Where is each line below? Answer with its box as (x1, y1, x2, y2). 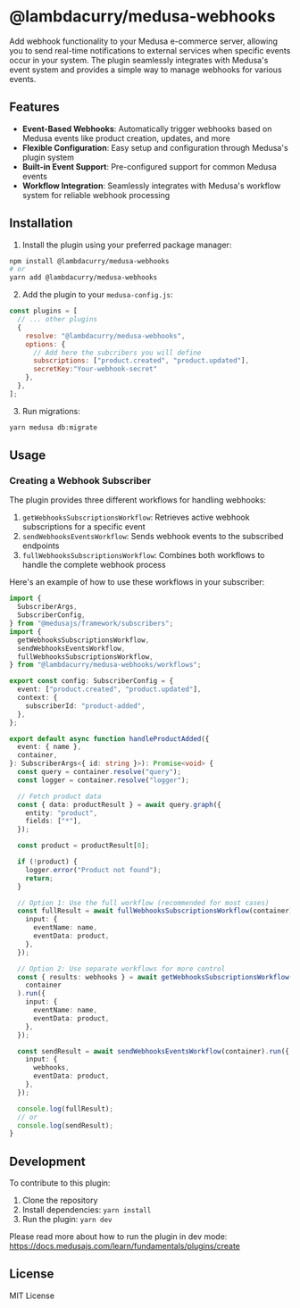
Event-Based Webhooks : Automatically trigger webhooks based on (21, 123, 272, 134)
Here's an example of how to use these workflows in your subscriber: (9, 577, 265, 587)
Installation (9, 216, 73, 231)
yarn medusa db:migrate (9, 422, 98, 432)
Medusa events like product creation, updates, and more (21, 132, 230, 144)
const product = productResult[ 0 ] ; (17, 841, 150, 850)
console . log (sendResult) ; (17, 1121, 114, 1130)
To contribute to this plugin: (9, 1178, 111, 1188)
